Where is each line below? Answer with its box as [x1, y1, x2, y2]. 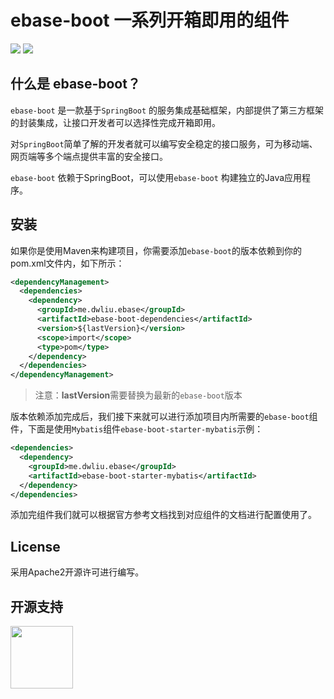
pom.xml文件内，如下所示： [10, 257, 125, 269]
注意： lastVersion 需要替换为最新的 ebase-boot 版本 [34, 389, 243, 401]
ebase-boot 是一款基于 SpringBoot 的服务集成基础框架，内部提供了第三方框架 [10, 104, 325, 116]
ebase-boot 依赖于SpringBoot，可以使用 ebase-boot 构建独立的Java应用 [10, 171, 303, 183]
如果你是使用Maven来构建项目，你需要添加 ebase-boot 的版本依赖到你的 [10, 244, 302, 256]
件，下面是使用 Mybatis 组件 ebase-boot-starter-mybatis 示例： [10, 423, 264, 435]
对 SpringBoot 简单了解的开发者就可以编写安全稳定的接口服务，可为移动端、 [10, 137, 318, 150]
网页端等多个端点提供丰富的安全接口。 [10, 150, 168, 162]
